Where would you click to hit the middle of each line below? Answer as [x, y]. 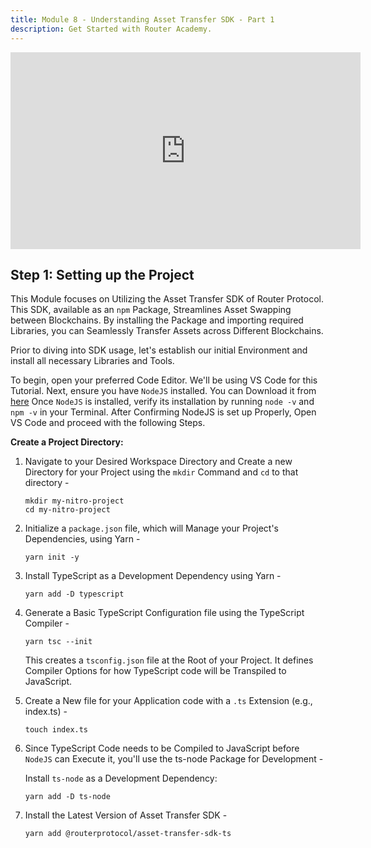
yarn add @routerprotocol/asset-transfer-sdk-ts [128, 834]
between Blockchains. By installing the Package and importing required [157, 320]
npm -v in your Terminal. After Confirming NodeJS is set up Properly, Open [163, 412]
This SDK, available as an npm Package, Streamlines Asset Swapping [151, 310]
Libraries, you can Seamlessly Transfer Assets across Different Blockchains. [167, 331]
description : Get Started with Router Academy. [111, 29]
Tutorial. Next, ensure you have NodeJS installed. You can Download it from [163, 391]
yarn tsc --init [58, 642]
